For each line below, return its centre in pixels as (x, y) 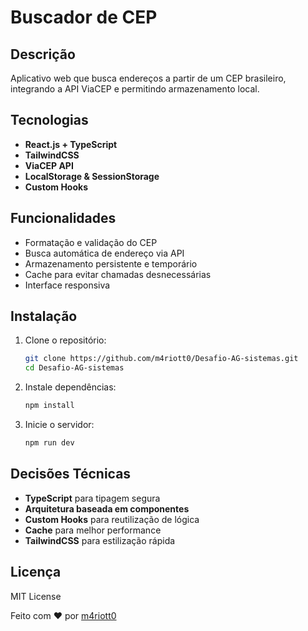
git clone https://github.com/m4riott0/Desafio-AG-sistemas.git (161, 359)
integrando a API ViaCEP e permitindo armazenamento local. (135, 89)
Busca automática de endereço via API (104, 253)
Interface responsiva (67, 285)
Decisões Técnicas (71, 474)
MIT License (36, 596)
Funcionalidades (63, 218)
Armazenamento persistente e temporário (111, 263)
